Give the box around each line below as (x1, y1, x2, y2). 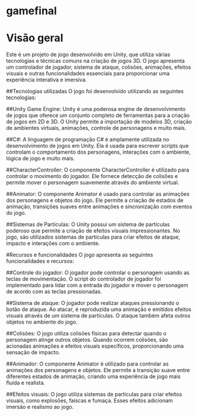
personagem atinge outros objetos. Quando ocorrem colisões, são (6, 336, 168, 344)
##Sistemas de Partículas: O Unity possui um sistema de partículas (6, 221, 170, 228)
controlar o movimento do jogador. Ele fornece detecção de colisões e (6, 173, 178, 180)
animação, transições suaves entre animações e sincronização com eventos (6, 203, 193, 210)
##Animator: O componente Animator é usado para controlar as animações (6, 190, 190, 198)
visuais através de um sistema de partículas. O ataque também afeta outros (6, 312, 191, 319)
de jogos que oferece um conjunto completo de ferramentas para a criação (6, 112, 190, 119)
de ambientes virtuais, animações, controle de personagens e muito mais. (6, 125, 187, 132)
